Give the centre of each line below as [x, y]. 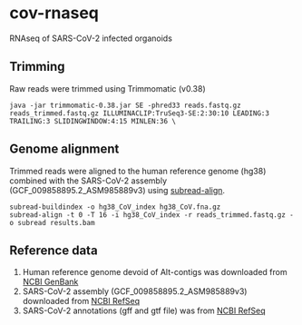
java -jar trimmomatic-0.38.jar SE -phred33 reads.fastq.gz [126, 105]
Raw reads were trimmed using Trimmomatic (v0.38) [107, 88]
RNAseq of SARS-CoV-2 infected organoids [91, 38]
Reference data [54, 250]
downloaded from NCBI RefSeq [81, 301]
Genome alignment [64, 149]
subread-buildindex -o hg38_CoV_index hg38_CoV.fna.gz [115, 207]
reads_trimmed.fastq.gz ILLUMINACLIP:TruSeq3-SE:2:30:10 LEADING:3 [140, 113]
